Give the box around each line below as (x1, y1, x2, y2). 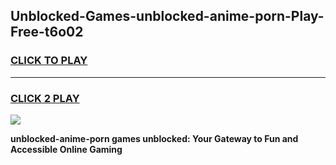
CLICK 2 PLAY (10, 91, 80, 105)
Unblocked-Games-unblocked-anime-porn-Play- (10, 8, 325, 25)
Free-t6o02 (10, 24, 84, 41)
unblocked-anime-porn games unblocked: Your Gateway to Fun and (10, 132, 299, 144)
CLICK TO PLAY (10, 54, 88, 68)
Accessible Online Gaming (10, 143, 123, 155)
